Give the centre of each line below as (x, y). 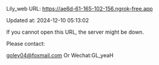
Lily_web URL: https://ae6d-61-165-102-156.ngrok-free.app (79, 9)
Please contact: (26, 44)
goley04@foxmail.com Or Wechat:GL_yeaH (60, 55)
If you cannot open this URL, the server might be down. (75, 32)
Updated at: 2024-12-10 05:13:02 (48, 20)
